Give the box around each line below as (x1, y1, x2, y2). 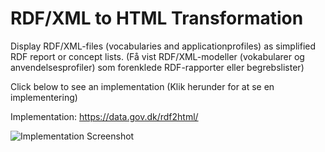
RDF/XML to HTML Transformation (10, 7, 304, 30)
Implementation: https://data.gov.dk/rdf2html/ (10, 110, 199, 122)
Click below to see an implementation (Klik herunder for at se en (10, 80, 275, 92)
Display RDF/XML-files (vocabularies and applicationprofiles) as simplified (10, 40, 317, 52)
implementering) (10, 91, 78, 103)
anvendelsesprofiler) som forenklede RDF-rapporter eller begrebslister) (10, 61, 305, 73)
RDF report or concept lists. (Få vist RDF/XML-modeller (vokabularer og (10, 50, 305, 62)
